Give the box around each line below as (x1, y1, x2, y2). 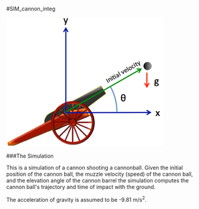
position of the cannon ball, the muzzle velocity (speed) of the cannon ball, (6, 170, 194, 178)
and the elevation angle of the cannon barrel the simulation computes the (6, 177, 189, 184)
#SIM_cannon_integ (6, 5, 56, 12)
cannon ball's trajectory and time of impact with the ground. (6, 184, 156, 190)
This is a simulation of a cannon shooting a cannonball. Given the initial (6, 164, 183, 171)
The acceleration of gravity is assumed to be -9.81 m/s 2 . (6, 195, 147, 203)
